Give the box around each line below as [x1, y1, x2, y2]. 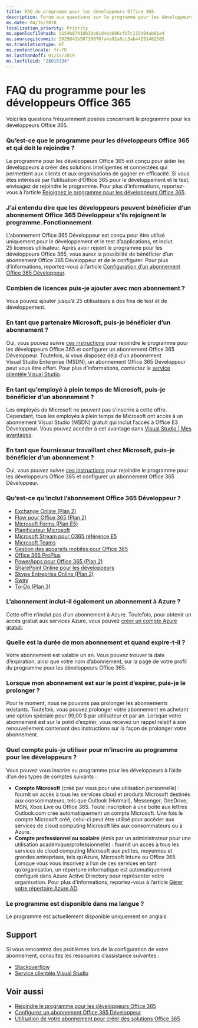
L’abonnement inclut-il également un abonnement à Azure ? [6, 598, 181, 606]
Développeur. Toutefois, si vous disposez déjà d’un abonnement [6, 352, 162, 359]
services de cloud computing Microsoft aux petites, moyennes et [14, 847, 173, 854]
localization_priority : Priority [6, 25, 88, 31]
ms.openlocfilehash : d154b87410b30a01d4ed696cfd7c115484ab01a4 [6, 31, 165, 37]
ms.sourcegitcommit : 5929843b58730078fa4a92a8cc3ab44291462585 [6, 36, 165, 42]
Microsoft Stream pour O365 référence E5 [14, 533, 117, 540]
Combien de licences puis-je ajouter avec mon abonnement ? [6, 284, 186, 292]
